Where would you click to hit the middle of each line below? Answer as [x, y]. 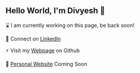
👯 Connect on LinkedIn [33, 39]
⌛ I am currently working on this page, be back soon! [70, 25]
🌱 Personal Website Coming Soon [46, 64]
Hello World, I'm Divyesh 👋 [56, 11]
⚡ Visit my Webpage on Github [43, 50]
